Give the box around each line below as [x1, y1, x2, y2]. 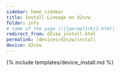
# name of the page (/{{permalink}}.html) [6, 25, 115, 32]
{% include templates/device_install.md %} [6, 58, 114, 66]
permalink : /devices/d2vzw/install [6, 37, 96, 43]
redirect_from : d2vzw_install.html [6, 31, 96, 37]
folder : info [6, 20, 39, 26]
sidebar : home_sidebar [6, 8, 64, 15]
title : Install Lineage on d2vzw [6, 14, 91, 20]
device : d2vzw [6, 43, 42, 49]
